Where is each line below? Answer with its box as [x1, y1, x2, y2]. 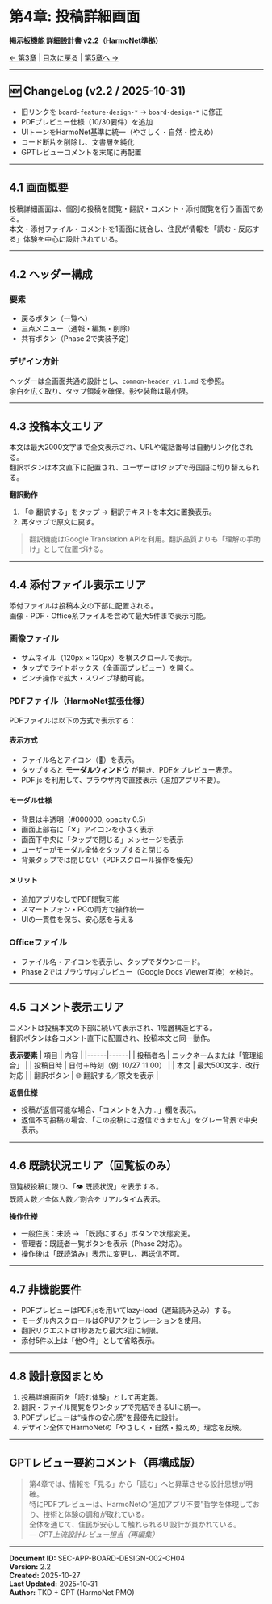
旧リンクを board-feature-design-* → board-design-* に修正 [20, 107, 223, 116]
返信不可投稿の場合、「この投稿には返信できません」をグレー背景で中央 [20, 1115, 258, 1125]
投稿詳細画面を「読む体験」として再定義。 [20, 1391, 163, 1402]
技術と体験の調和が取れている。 [43, 1509, 149, 1519]
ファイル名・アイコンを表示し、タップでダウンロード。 [20, 957, 205, 966]
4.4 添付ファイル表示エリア [9, 578, 146, 592]
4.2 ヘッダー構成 [9, 267, 93, 281]
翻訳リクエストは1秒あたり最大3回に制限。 [20, 1326, 164, 1336]
